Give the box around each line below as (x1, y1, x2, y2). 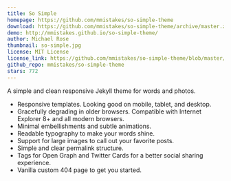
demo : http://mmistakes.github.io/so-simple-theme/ (7, 29, 158, 36)
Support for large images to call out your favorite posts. (16, 136, 174, 145)
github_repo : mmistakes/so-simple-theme (7, 61, 125, 68)
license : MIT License (7, 49, 69, 56)
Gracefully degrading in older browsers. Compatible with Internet (16, 107, 201, 116)
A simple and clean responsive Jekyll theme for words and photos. (7, 87, 196, 95)
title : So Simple (7, 10, 57, 17)
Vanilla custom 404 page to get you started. (16, 166, 142, 174)
